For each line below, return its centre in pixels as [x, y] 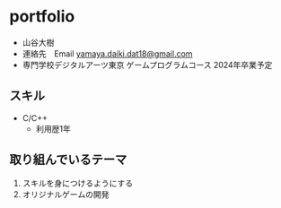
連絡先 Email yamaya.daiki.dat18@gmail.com [107, 53]
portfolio [42, 17]
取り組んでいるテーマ [68, 160]
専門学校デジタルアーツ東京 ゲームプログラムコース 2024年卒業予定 [147, 65]
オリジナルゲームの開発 [66, 194]
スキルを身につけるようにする [77, 183]
